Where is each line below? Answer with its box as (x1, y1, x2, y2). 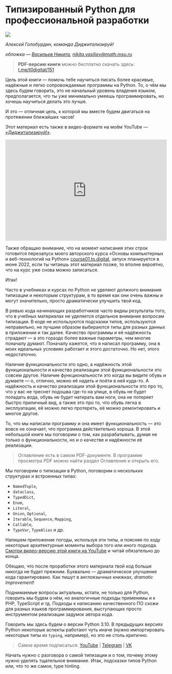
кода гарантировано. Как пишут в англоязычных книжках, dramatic (5, 574, 154, 580)
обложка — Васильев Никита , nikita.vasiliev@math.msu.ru (5, 51, 132, 57)
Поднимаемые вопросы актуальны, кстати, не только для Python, (5, 589, 149, 595)
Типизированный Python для (5, 4, 136, 15)
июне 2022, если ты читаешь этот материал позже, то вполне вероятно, (5, 261, 164, 267)
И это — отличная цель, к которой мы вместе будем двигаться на (5, 108, 150, 114)
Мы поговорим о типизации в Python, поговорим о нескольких (5, 467, 143, 473)
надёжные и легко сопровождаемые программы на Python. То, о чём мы (5, 82, 166, 88)
